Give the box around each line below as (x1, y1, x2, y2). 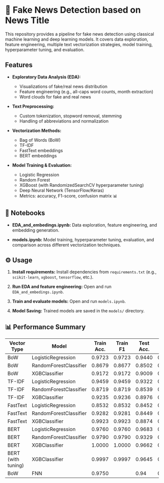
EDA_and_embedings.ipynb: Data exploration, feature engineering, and (12, 222, 157, 228)
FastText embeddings (19, 147, 63, 153)
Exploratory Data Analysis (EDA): (12, 74, 81, 80)
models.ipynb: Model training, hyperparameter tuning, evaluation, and (12, 236, 155, 242)
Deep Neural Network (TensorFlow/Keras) (19, 187, 104, 193)
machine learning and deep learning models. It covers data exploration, (5, 36, 148, 42)
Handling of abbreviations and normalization (19, 118, 109, 124)
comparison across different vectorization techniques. (12, 242, 121, 248)
